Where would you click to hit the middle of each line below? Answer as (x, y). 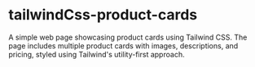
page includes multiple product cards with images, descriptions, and (123, 45)
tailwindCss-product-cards (103, 15)
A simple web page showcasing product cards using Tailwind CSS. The (128, 37)
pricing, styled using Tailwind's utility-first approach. (97, 54)
